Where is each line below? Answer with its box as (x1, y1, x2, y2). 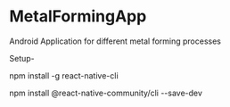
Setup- (9, 53, 36, 63)
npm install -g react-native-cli (9, 70, 119, 81)
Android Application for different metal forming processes (9, 36, 221, 46)
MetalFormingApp (9, 6, 147, 27)
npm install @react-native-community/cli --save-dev (9, 87, 203, 98)
